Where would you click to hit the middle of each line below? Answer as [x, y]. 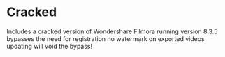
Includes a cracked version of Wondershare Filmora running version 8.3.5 [112, 31]
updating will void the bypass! [50, 46]
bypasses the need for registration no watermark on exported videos [106, 38]
